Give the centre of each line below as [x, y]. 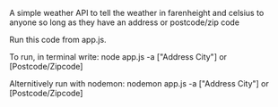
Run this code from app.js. [58, 40]
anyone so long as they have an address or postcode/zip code [125, 22]
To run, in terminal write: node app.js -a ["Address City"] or [118, 57]
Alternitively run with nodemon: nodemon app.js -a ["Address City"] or [139, 83]
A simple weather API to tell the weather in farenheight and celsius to [137, 13]
